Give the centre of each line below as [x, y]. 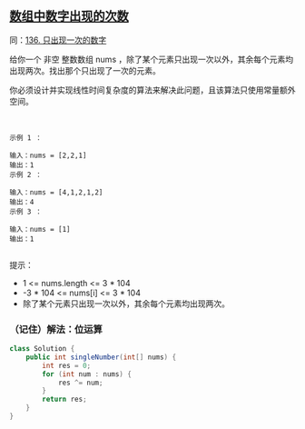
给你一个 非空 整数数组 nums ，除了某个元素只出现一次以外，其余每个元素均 [151, 59]
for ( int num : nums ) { [87, 374]
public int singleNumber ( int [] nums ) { [101, 357]
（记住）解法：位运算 [56, 329]
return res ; [65, 399]
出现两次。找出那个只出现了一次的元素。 [85, 70]
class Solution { [42, 349]
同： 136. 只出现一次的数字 [58, 40]
